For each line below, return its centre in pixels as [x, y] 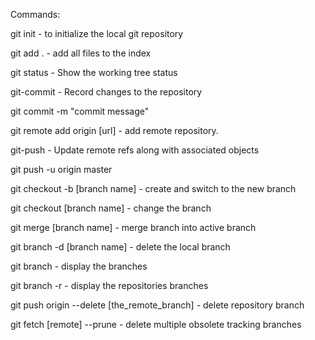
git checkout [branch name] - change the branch [111, 208]
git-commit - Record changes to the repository [106, 92]
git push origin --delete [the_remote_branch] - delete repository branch [157, 305]
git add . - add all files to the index [81, 53]
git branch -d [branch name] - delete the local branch [120, 247]
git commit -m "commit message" [80, 111]
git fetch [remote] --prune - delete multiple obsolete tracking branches [156, 324]
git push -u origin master [61, 169]
